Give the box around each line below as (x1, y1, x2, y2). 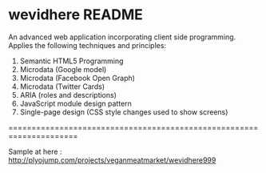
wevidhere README (8, 6, 144, 24)
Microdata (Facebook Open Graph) (19, 73, 136, 82)
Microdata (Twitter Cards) (19, 82, 105, 91)
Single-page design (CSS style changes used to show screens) (19, 107, 228, 117)
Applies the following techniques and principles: (8, 40, 166, 50)
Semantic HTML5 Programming (19, 56, 124, 66)
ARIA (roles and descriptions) (19, 90, 117, 99)
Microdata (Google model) (19, 64, 107, 74)
